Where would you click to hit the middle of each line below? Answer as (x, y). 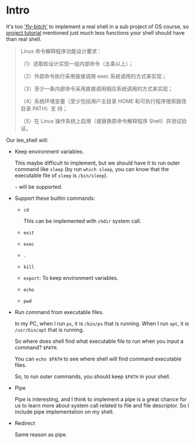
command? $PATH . (36, 347)
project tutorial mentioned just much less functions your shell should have (95, 32)
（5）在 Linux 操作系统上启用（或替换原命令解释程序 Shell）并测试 (101, 121)
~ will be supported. (38, 186)
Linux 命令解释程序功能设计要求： (61, 51)
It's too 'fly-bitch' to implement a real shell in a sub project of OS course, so (97, 26)
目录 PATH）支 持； (44, 108)
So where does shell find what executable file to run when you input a (99, 341)
